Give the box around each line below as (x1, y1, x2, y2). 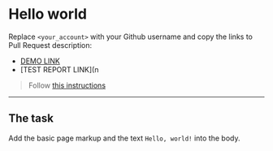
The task (8, 111, 54, 126)
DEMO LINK (19, 56, 61, 66)
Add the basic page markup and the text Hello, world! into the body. (8, 133, 240, 143)
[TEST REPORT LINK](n (19, 64, 99, 74)
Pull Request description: (8, 40, 92, 50)
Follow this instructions (28, 80, 106, 90)
